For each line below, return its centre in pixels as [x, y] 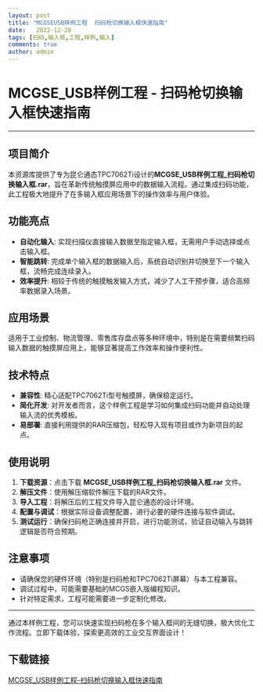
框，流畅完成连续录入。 [57, 271]
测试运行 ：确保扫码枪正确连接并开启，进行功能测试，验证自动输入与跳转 [136, 522]
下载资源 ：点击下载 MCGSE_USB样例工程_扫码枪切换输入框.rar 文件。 [132, 482]
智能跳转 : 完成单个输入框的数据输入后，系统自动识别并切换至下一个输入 [135, 261]
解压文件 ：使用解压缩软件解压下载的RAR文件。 [95, 492]
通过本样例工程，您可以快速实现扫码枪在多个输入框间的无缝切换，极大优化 [128, 622]
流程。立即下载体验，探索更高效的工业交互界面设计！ [100, 632]
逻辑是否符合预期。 [50, 531]
